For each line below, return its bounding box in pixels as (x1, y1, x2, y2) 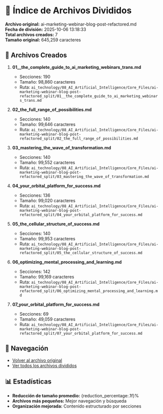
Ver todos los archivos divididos (12, 362, 77, 368)
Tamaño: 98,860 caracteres (19, 79, 76, 85)
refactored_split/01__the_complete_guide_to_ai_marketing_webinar (19, 93, 158, 98)
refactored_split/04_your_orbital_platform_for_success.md (19, 212, 143, 217)
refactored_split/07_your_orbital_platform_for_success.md (19, 331, 143, 336)
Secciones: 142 (19, 268, 50, 274)
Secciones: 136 (19, 192, 50, 198)
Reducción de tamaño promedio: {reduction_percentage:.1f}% (12, 393, 140, 399)
